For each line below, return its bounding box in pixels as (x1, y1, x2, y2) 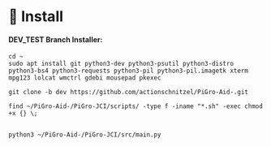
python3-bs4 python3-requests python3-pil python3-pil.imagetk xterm (8, 67, 249, 76)
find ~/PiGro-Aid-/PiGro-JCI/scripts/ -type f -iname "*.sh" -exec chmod (8, 102, 264, 110)
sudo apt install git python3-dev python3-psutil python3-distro (8, 60, 234, 68)
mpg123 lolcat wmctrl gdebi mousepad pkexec (8, 74, 161, 82)
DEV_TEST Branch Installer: (8, 34, 103, 44)
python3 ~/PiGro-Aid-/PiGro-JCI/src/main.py (8, 131, 161, 139)
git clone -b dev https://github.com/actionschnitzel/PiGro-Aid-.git (8, 89, 249, 97)
